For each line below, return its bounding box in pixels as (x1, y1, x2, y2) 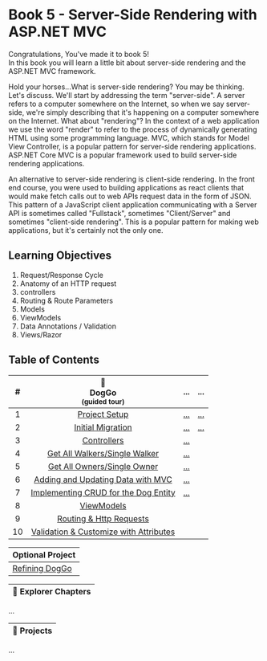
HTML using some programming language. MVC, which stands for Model (8, 133, 250, 142)
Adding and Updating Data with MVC (34, 474, 172, 485)
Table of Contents (8, 353, 100, 367)
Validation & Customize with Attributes (30, 526, 176, 537)
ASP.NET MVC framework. (8, 66, 96, 75)
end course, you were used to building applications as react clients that (8, 182, 245, 192)
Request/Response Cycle (19, 270, 104, 279)
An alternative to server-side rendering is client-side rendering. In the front (8, 174, 255, 184)
